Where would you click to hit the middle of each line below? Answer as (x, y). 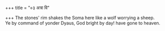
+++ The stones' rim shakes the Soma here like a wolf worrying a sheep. (80, 18)
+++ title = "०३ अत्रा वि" (27, 8)
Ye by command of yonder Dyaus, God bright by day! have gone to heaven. (83, 23)
